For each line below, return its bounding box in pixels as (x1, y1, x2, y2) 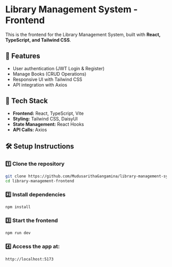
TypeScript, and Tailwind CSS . (5, 37, 71, 43)
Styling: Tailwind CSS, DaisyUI (12, 115, 78, 121)
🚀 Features (5, 52, 40, 60)
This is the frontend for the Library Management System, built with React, (5, 31, 161, 37)
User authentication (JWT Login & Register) (12, 65, 105, 71)
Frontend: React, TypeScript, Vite (12, 110, 84, 116)
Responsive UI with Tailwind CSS (12, 76, 83, 83)
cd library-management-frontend (5, 178, 74, 184)
